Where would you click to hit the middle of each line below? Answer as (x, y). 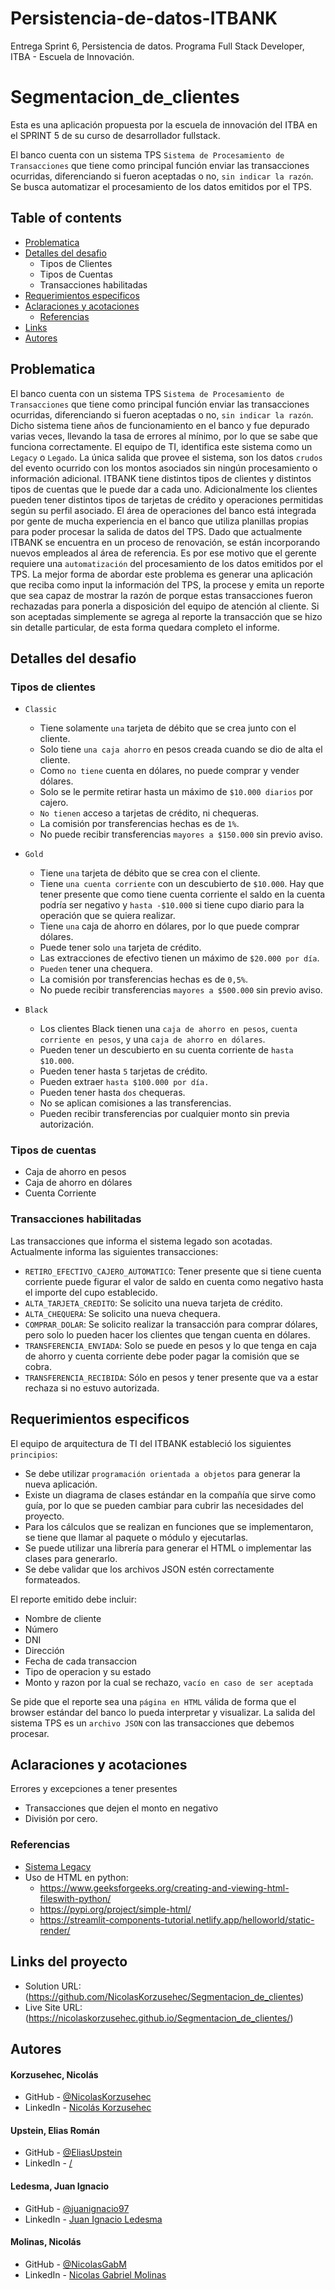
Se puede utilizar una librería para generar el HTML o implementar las (168, 1548)
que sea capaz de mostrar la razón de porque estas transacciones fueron (161, 595)
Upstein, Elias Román (55, 2130)
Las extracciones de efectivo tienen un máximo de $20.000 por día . (179, 958)
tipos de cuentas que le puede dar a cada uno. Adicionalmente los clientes (164, 489)
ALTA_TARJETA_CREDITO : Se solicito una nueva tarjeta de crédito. (153, 1303)
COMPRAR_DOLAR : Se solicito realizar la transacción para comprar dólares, (171, 1324)
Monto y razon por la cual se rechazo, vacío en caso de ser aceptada (169, 1682)
